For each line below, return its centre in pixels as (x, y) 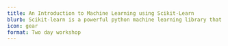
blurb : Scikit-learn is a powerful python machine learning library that (115, 20)
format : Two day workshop (44, 32)
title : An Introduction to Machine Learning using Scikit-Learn (101, 13)
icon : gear (23, 26)
